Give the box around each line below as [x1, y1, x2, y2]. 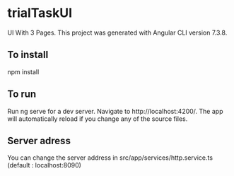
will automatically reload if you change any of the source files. [7, 115, 188, 123]
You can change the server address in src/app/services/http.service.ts [7, 153, 213, 162]
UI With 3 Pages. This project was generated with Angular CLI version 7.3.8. [7, 28, 228, 37]
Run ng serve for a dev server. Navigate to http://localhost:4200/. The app [7, 107, 223, 115]
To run [7, 88, 37, 100]
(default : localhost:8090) [7, 161, 81, 170]
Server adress [7, 134, 71, 146]
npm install [7, 67, 40, 76]
